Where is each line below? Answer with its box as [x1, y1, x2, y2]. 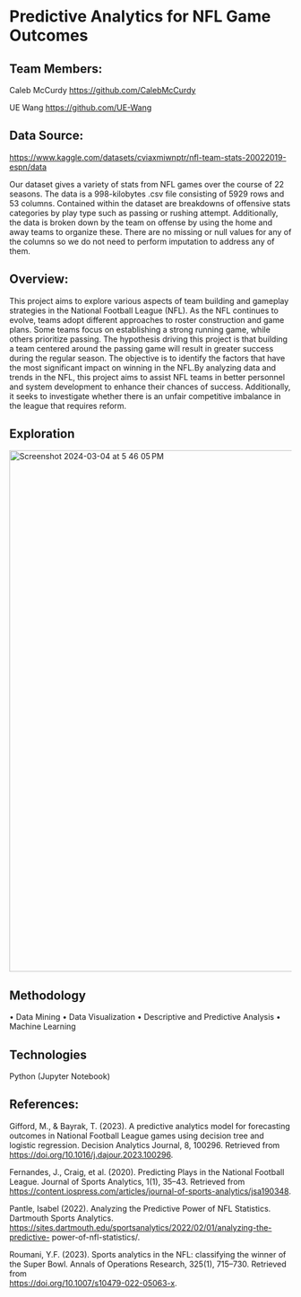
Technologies [9, 1047, 88, 1062]
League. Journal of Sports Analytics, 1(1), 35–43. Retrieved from [9, 1176, 245, 1187]
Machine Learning [9, 1021, 76, 1032]
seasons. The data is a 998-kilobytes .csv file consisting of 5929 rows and [9, 188, 285, 199]
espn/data [9, 161, 47, 172]
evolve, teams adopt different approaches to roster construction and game [9, 314, 285, 325]
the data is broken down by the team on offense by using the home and [9, 217, 273, 228]
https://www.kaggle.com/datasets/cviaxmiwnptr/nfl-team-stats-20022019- [9, 152, 287, 162]
